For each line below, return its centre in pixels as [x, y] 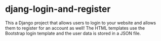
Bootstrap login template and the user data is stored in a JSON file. [73, 33]
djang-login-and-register [58, 9]
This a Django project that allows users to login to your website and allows [81, 23]
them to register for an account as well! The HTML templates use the [75, 28]
